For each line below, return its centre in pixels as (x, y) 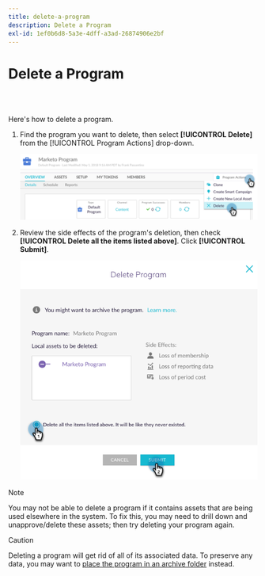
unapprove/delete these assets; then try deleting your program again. (121, 525)
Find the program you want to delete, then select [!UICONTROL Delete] (136, 135)
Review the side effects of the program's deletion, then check (120, 232)
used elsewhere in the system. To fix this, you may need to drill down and (128, 516)
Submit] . (34, 249)
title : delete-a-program (49, 17)
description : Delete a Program (60, 25)
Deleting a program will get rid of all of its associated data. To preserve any (131, 555)
